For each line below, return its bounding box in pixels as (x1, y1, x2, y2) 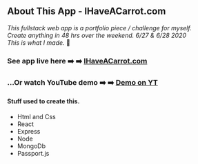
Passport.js (17, 149, 50, 157)
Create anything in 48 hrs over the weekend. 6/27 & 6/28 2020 (7, 31, 187, 39)
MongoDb (17, 141, 46, 150)
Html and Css (17, 112, 57, 121)
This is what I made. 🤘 (7, 38, 70, 47)
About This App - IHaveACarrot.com (7, 6, 166, 17)
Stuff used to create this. (7, 97, 80, 105)
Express (17, 127, 41, 135)
